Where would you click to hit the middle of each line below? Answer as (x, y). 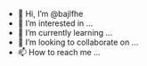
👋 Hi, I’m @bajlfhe (50, 14)
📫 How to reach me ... (59, 52)
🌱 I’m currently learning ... (65, 33)
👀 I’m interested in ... (55, 23)
